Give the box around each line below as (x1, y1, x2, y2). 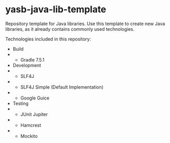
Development (12, 62, 41, 68)
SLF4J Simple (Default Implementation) (20, 84, 104, 90)
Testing (12, 100, 29, 106)
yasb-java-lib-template (5, 4, 107, 15)
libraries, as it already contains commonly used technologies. (5, 26, 135, 32)
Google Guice (20, 95, 50, 101)
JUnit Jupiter (20, 111, 48, 117)
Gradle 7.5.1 (20, 56, 45, 63)
